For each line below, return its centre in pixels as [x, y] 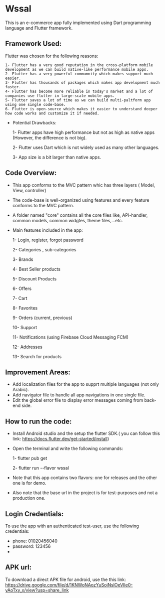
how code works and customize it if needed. [52, 113]
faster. [13, 87]
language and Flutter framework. [39, 28]
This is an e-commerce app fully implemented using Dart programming [78, 23]
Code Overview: [31, 173]
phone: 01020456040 [35, 541]
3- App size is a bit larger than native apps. [57, 157]
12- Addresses [27, 347]
